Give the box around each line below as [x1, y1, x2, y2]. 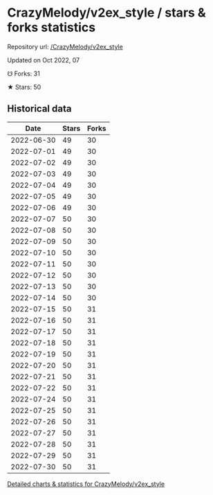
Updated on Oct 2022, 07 [7, 55, 80, 64]
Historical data [7, 103, 72, 115]
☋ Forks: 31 [7, 69, 40, 78]
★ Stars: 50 [7, 82, 41, 91]
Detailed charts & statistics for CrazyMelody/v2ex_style [7, 480, 165, 488]
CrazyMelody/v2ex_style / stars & [7, 5, 206, 21]
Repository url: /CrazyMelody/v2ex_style [7, 42, 123, 51]
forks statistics [7, 19, 95, 35]
